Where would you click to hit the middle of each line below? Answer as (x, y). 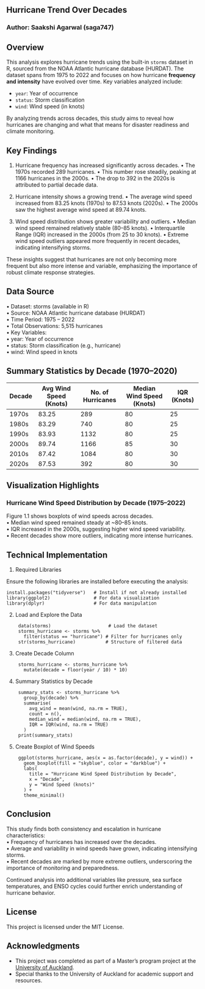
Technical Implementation (57, 555)
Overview (25, 47)
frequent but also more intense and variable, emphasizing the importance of (102, 266)
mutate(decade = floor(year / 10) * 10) (76, 670)
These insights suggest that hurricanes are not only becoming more (92, 259)
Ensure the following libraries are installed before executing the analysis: (97, 581)
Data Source (30, 292)
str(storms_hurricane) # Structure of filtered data (100, 642)
